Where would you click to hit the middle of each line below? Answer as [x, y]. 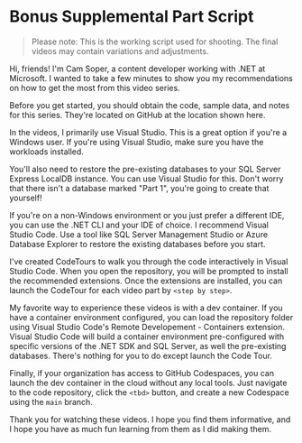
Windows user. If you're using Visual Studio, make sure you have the [137, 142]
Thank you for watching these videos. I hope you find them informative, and [150, 419]
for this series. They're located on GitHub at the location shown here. [137, 115]
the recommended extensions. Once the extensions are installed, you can [146, 281]
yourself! [26, 198]
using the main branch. [51, 401]
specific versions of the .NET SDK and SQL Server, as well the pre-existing [148, 346]
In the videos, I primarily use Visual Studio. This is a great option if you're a [148, 132]
